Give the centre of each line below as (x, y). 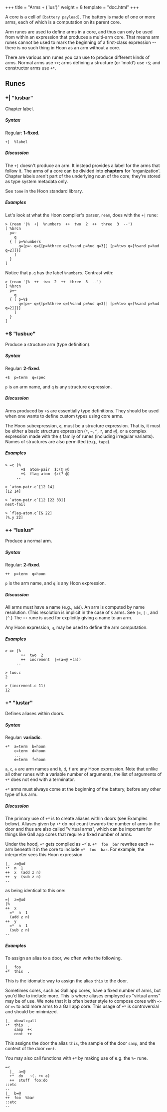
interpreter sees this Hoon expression (44, 855)
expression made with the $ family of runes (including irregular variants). (80, 436)
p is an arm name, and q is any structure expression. (59, 386)
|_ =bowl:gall (21, 1021)
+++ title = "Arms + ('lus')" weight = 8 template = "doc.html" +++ (72, 7)
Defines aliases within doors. (35, 714)
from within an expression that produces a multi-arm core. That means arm (82, 37)
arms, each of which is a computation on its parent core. (63, 22)
